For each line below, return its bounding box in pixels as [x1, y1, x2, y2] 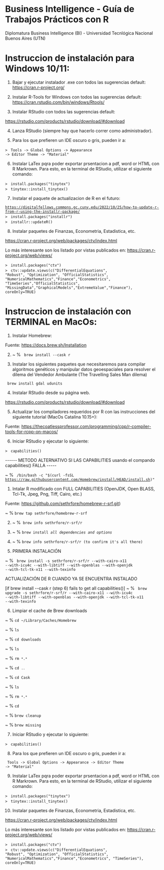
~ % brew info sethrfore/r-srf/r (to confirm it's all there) [12, 538, 143, 544]
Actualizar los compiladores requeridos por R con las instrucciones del [12, 409, 156, 415]
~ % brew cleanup [5, 712, 41, 718]
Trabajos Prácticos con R [5, 14, 109, 25]
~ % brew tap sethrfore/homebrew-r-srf [5, 510, 87, 516]
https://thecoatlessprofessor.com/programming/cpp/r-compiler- [21, 423, 151, 429]
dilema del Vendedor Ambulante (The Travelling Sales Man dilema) [12, 371, 147, 377]
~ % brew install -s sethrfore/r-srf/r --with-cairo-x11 [5, 558, 127, 563]
